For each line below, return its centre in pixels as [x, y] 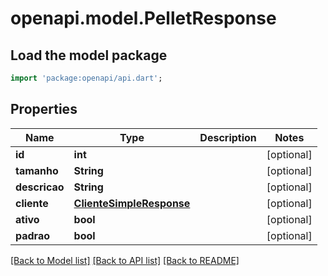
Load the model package [89, 55]
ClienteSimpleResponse [132, 203]
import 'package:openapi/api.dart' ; [86, 78]
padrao [33, 235]
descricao [40, 187]
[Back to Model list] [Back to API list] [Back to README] [125, 260]
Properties [44, 109]
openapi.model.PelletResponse [143, 18]
